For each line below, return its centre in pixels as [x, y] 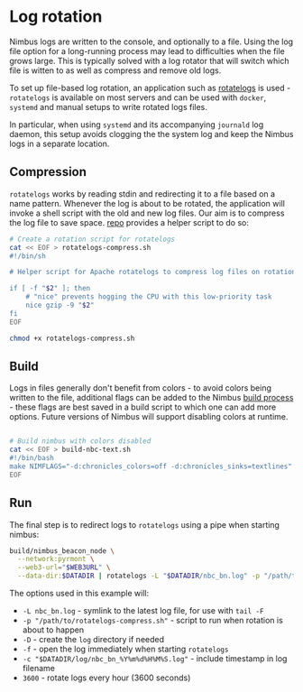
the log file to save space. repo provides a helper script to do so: [129, 222]
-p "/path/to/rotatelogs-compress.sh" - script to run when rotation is [153, 620]
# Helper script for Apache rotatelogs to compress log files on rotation [153, 272]
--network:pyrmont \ [56, 559]
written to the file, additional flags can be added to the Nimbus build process [151, 398]
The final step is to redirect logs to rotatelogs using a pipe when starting [144, 524]
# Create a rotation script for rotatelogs [92, 239]
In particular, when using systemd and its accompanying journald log [137, 125]
